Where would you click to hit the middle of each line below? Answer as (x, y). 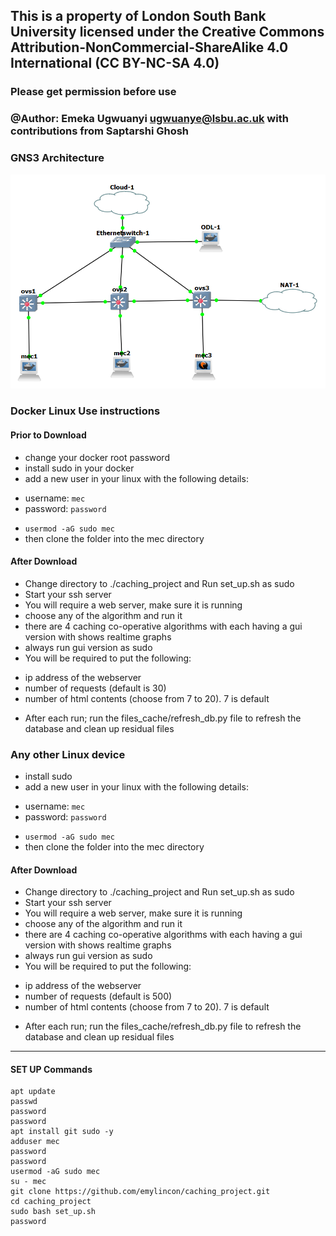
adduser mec (35, 1142)
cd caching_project (51, 1202)
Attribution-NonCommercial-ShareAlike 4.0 (149, 47)
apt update (33, 1092)
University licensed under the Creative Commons (167, 32)
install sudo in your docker (79, 468)
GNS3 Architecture (57, 158)
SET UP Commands (51, 1069)
